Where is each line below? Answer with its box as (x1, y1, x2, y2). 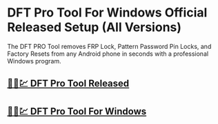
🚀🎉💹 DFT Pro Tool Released (7, 78, 130, 90)
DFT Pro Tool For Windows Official (7, 5, 208, 21)
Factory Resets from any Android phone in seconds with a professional (7, 50, 209, 58)
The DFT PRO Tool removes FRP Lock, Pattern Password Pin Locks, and (7, 42, 212, 50)
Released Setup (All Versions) (7, 19, 181, 35)
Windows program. (7, 56, 61, 65)
